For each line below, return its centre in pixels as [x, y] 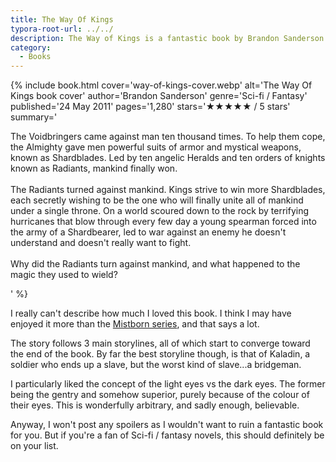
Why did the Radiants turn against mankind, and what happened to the [155, 264]
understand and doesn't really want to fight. [101, 243]
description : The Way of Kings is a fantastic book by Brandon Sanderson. [169, 38]
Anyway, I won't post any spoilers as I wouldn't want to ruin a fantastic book [167, 425]
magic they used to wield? [64, 275]
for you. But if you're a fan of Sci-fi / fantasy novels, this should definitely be [167, 435]
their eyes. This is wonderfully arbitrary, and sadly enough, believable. [155, 405]
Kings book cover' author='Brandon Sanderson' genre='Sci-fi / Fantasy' [159, 96]
